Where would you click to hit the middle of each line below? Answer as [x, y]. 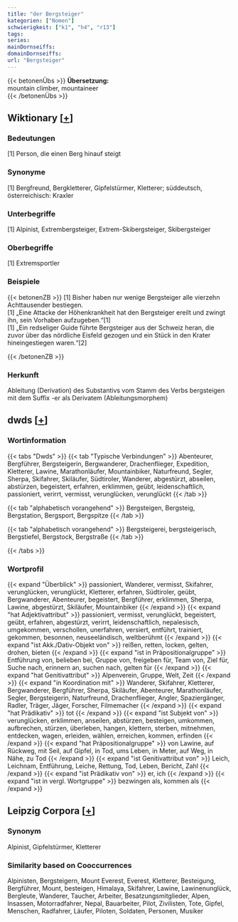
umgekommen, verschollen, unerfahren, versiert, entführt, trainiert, [106, 629]
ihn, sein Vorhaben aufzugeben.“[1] [59, 320]
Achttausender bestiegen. [45, 305]
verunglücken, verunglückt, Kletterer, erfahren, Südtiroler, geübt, [102, 592]
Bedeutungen [31, 138]
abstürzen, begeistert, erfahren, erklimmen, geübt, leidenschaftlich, [106, 486]
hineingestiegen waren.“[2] [47, 342]
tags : [15, 34]
